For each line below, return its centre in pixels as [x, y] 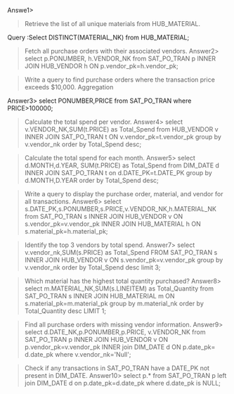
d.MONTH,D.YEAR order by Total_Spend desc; [92, 180]
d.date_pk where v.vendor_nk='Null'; [78, 354]
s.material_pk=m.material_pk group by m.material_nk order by [114, 303]
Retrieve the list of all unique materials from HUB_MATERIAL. [112, 24]
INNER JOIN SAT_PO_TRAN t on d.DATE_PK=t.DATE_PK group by [118, 173]
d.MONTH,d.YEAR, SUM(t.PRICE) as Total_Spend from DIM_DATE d [122, 165]
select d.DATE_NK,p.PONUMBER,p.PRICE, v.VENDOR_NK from [115, 332]
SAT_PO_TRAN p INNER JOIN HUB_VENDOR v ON [96, 339]
